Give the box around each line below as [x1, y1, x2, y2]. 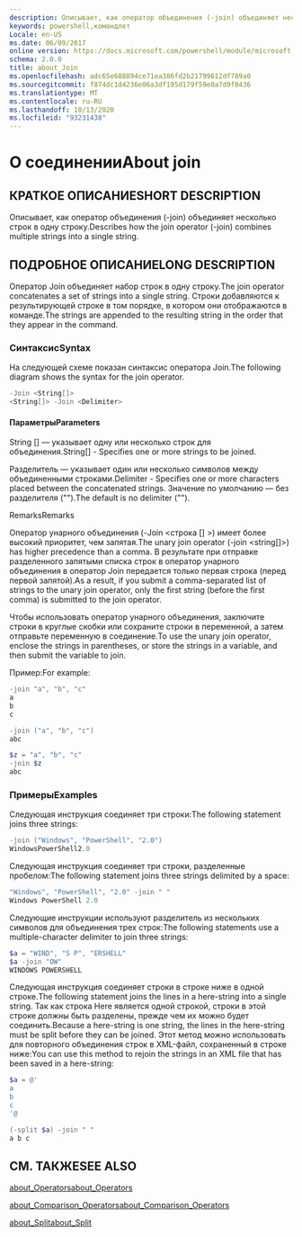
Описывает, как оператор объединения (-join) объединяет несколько [9, 212, 277, 223]
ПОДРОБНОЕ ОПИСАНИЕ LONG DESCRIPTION [9, 257, 276, 273]
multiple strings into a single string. [9, 231, 139, 242]
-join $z [9, 759, 42, 768]
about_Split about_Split [9, 1217, 93, 1228]
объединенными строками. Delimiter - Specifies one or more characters [9, 473, 280, 484]
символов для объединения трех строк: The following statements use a [9, 921, 280, 932]
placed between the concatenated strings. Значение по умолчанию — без [9, 483, 289, 494]
